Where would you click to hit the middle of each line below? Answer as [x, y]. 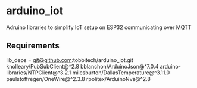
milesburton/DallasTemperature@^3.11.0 [121, 73]
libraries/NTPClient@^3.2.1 [39, 73]
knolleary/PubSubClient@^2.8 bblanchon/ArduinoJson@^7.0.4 [82, 66]
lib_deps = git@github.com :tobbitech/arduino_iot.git [70, 60]
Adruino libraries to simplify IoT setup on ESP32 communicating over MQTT [99, 27]
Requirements [33, 46]
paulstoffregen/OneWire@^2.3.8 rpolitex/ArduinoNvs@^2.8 [78, 79]
